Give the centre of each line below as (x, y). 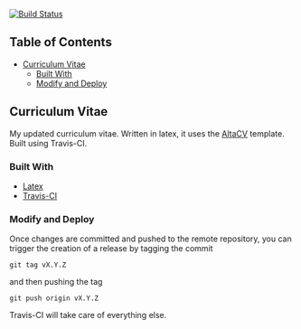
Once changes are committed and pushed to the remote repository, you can (150, 239)
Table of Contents (61, 42)
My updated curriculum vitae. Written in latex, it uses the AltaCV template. (147, 133)
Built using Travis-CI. (48, 143)
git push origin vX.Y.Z (54, 298)
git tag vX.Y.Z (38, 265)
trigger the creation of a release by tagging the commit (112, 249)
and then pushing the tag (56, 282)
